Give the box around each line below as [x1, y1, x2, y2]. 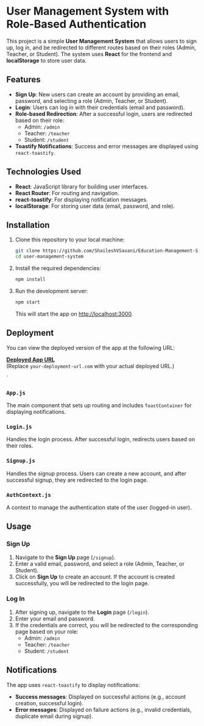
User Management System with [6, 4, 169, 18]
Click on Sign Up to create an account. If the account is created [15, 573, 175, 580]
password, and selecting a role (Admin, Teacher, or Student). [15, 97, 168, 104]
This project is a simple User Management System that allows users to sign [6, 37, 197, 44]
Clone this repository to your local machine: [15, 236, 125, 243]
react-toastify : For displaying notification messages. [15, 196, 148, 203]
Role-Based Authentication [6, 17, 147, 31]
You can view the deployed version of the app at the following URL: [6, 344, 175, 351]
